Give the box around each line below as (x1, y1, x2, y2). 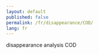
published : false (6, 14, 49, 20)
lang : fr (6, 25, 28, 31)
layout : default (6, 8, 46, 15)
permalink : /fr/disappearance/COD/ (6, 20, 94, 26)
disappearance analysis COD (6, 42, 77, 49)
